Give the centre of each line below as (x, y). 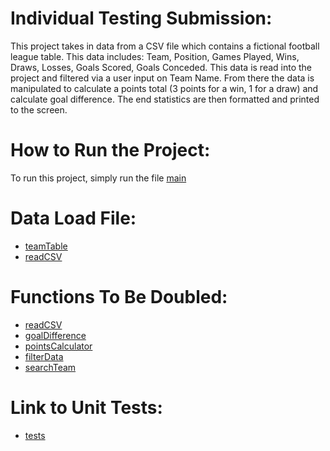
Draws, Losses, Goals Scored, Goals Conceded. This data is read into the (161, 67)
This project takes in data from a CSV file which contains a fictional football (165, 46)
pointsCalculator (58, 346)
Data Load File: (73, 218)
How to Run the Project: (110, 150)
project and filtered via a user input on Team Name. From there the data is (162, 78)
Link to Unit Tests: (86, 407)
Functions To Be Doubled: (119, 297)
